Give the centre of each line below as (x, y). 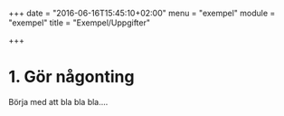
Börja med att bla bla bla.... (58, 101)
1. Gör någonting (71, 77)
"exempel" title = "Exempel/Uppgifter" (80, 23)
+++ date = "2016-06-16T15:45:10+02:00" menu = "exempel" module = (142, 13)
